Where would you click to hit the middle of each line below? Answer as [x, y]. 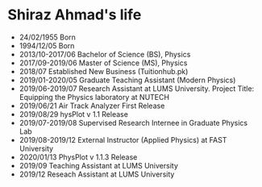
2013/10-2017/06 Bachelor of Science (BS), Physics [105, 54]
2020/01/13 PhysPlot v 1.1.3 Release [78, 157]
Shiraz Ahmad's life [75, 15]
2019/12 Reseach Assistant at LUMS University [97, 174]
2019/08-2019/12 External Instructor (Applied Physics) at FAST [123, 139]
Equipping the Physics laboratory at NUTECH [94, 97]
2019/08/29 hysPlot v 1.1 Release [73, 114]
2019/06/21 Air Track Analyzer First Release [92, 106]
